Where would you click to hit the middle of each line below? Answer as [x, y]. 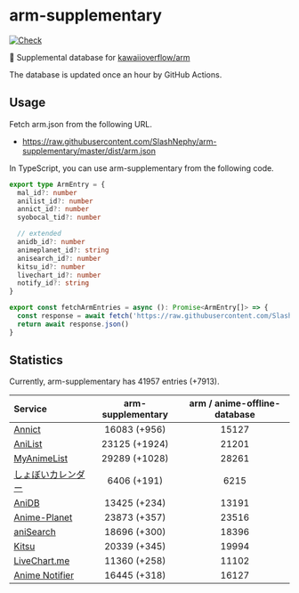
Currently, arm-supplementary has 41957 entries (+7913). [114, 382]
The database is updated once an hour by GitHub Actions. [116, 74]
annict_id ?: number [53, 209]
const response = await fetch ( [75, 316]
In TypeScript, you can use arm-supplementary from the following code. [141, 168]
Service [30, 409]
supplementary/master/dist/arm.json [89, 150]
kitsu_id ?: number [52, 267]
